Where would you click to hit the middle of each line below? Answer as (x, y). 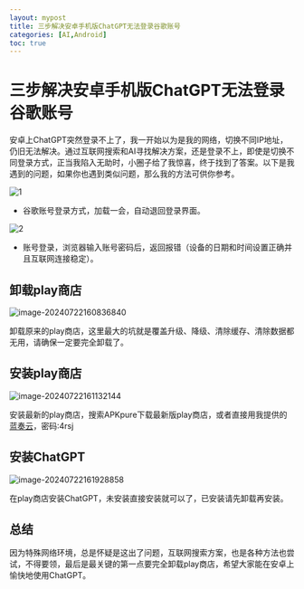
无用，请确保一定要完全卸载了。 (69, 342)
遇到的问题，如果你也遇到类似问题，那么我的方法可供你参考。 (124, 174)
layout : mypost (38, 18)
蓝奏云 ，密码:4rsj (42, 425)
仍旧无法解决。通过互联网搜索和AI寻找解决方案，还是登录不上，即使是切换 (148, 151)
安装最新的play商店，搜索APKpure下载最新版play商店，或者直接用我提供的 (148, 414)
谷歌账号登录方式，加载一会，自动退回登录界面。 (114, 211)
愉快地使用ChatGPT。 (50, 575)
